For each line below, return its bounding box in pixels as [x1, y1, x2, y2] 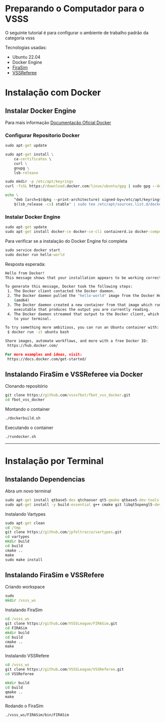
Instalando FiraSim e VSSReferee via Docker [5, 370, 143, 379]
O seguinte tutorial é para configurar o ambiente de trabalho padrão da [5, 30, 149, 35]
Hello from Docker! [5, 270, 45, 276]
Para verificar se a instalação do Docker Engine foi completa [5, 238, 128, 244]
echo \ [5, 193, 19, 197]
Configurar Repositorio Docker [5, 131, 80, 138]
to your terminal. [14, 316, 52, 321]
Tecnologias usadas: [5, 44, 47, 50]
